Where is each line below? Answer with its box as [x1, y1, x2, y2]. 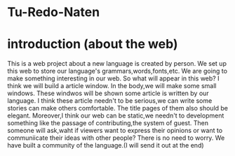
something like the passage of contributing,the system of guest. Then [7, 119, 209, 127]
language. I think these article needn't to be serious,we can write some [7, 97, 213, 105]
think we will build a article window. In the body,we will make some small [7, 82, 217, 90]
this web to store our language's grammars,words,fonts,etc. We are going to [7, 67, 228, 76]
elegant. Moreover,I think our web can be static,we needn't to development [7, 111, 224, 120]
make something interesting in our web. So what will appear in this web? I [7, 74, 220, 83]
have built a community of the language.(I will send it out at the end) [7, 141, 205, 150]
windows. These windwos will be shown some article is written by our [7, 89, 209, 98]
